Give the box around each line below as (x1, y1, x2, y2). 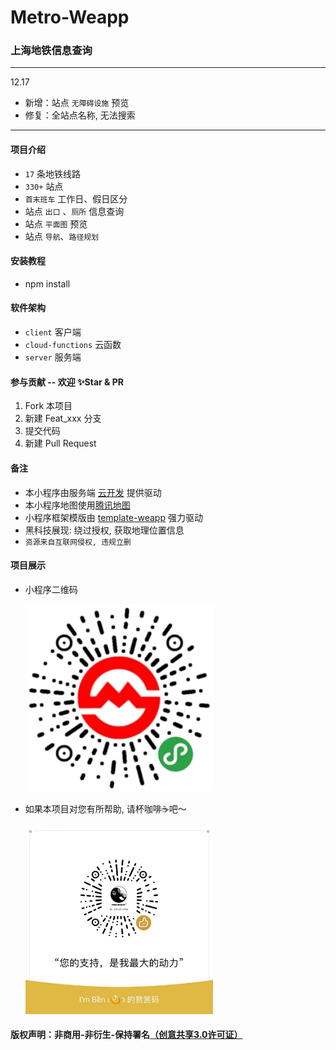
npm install (24, 277, 71, 290)
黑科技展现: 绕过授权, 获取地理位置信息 (24, 524, 185, 536)
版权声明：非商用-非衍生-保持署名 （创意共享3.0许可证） (10, 1029, 243, 1041)
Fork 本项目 (24, 400, 73, 412)
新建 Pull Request (24, 437, 97, 450)
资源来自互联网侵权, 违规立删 (24, 537, 132, 547)
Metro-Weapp (10, 6, 130, 29)
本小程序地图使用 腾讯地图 (24, 499, 131, 511)
